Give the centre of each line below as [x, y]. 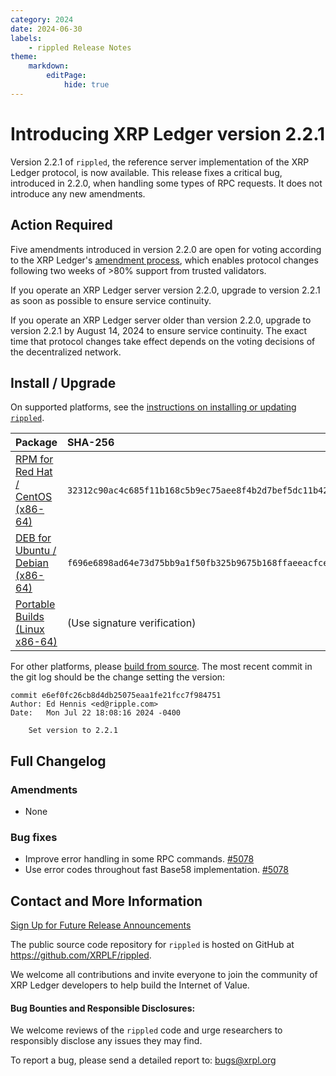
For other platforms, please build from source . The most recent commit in [161, 667]
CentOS [34, 497]
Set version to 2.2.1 [73, 731]
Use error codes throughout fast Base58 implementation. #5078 [157, 870]
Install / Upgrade [63, 382]
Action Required [61, 225]
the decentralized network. [66, 352]
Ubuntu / [36, 551]
